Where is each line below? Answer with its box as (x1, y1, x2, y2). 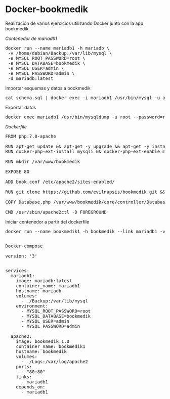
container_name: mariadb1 (16, 283, 80, 289)
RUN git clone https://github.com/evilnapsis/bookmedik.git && (5, 189, 165, 195)
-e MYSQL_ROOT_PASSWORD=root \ (8, 55, 86, 61)
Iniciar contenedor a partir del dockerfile (5, 218, 90, 225)
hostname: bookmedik (16, 348, 67, 354)
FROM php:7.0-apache (5, 133, 57, 139)
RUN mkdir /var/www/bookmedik (5, 158, 80, 164)
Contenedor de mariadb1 (5, 35, 57, 41)
